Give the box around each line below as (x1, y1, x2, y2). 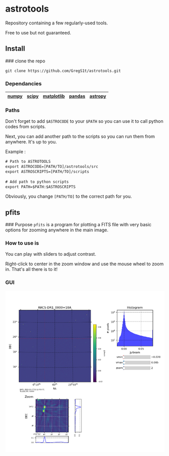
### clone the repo (5, 58, 46, 64)
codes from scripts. (5, 124, 46, 130)
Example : (5, 149, 26, 155)
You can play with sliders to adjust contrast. (5, 251, 96, 257)
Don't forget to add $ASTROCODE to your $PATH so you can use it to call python (5, 118, 163, 124)
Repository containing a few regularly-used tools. (5, 20, 108, 26)
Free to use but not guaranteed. (5, 29, 71, 36)
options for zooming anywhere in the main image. (5, 227, 109, 233)
